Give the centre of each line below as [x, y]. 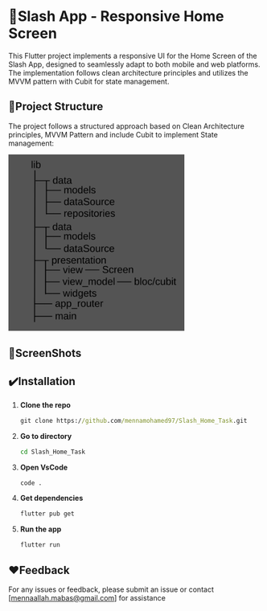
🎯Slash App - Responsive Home [116, 16]
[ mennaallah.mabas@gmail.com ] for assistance [87, 597]
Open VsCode [44, 467]
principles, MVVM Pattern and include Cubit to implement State [113, 134]
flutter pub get [47, 514]
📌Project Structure [56, 107]
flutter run [40, 545]
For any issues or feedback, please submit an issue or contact [111, 589]
